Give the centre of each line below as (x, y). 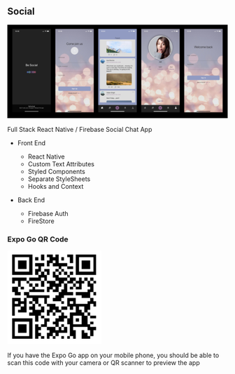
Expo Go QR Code (38, 239)
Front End (31, 143)
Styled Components (56, 172)
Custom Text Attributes (61, 164)
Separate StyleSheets (59, 179)
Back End (31, 200)
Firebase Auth (48, 214)
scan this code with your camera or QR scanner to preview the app (104, 363)
